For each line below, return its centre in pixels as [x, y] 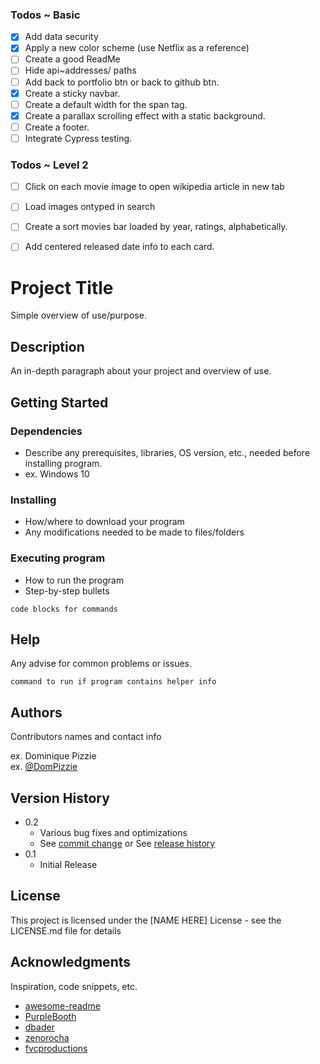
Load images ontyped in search [90, 207]
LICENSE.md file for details [66, 930]
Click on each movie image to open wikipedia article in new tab [154, 187]
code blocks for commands [64, 609]
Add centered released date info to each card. [119, 247]
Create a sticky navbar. [72, 93]
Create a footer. [57, 127]
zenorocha [47, 1037]
